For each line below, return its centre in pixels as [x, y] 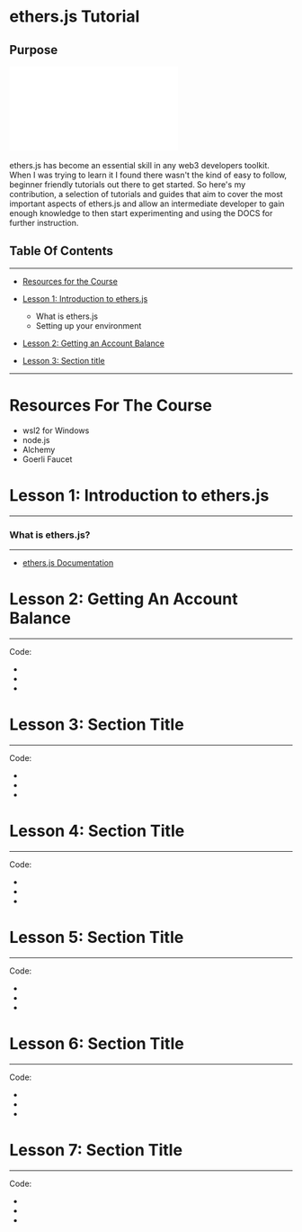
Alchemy [39, 449]
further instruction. [44, 223]
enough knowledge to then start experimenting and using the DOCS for [141, 213]
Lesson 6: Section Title [97, 1043]
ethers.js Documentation [68, 562]
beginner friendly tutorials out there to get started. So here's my [128, 185]
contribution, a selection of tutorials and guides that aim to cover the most [146, 194]
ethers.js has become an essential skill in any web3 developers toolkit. [139, 165]
